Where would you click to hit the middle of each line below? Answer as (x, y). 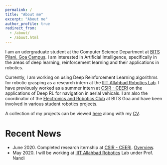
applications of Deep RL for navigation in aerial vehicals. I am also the (77, 93)
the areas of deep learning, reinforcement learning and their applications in (82, 62)
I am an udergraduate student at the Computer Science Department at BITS (83, 52)
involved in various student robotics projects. (52, 104)
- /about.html (24, 38)
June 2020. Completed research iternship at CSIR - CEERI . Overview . (83, 147)
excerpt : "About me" (27, 19)
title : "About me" (24, 14)
